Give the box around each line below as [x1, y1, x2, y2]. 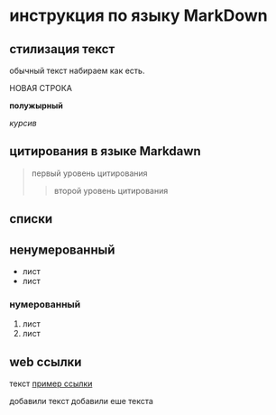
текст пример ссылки [9, 378, 93, 389]
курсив [9, 118, 38, 128]
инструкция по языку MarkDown [9, 5, 268, 26]
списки [9, 211, 52, 226]
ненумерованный [9, 242, 115, 257]
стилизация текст [9, 41, 115, 57]
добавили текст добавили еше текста [9, 396, 153, 407]
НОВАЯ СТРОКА [9, 83, 72, 93]
